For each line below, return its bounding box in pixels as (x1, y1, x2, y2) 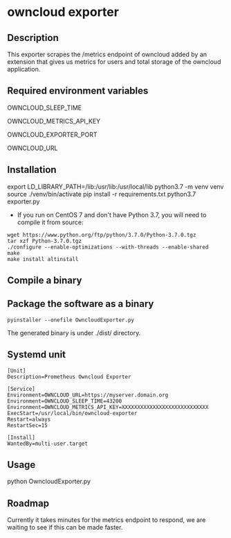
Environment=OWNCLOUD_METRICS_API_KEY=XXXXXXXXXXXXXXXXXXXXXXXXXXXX (7, 403, 209, 410)
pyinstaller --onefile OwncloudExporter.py (7, 317, 135, 323)
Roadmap (7, 497, 50, 509)
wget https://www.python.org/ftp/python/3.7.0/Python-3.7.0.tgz (7, 231, 196, 238)
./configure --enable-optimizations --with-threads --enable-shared (7, 244, 209, 251)
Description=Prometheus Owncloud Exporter (7, 373, 131, 380)
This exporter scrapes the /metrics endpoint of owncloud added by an (7, 50, 207, 58)
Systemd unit (7, 348, 66, 361)
